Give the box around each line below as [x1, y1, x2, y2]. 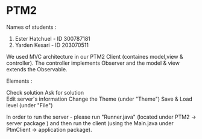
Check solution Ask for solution [6, 89, 84, 96]
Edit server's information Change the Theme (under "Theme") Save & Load [6, 95, 193, 102]
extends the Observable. [6, 65, 68, 72]
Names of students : [6, 23, 57, 31]
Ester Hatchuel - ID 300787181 [14, 35, 90, 42]
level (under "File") [6, 101, 53, 108]
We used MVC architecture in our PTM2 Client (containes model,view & [6, 53, 183, 60]
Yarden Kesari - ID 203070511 [14, 41, 89, 49]
